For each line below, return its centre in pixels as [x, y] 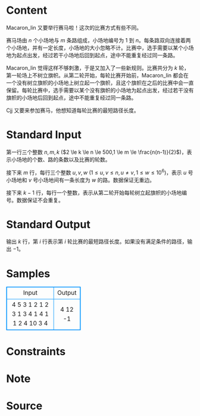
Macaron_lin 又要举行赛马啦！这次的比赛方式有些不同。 [74, 27]
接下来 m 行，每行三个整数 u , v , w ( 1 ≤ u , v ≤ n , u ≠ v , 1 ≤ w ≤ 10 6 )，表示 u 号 [100, 172]
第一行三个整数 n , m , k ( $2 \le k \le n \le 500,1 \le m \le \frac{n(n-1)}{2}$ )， [96, 152]
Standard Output [48, 224]
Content [27, 10]
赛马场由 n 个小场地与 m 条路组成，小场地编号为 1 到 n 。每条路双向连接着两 [99, 40]
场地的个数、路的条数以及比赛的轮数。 [63, 159]
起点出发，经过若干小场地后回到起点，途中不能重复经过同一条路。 [97, 55]
